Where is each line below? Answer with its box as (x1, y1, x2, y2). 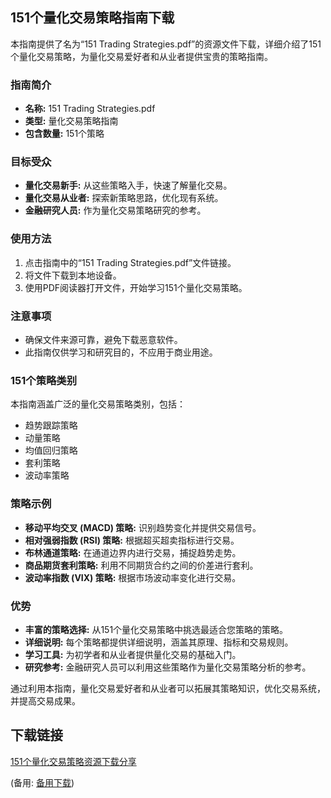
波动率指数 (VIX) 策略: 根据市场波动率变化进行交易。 (24, 571, 242, 583)
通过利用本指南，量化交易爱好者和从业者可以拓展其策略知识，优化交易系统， (10, 682, 326, 694)
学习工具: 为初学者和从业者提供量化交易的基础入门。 (24, 648, 242, 660)
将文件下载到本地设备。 (24, 269, 122, 281)
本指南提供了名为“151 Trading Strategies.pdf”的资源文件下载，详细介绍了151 (10, 38, 322, 50)
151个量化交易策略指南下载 (10, 9, 175, 27)
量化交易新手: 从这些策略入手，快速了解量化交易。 (24, 179, 233, 192)
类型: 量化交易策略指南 (24, 115, 119, 127)
